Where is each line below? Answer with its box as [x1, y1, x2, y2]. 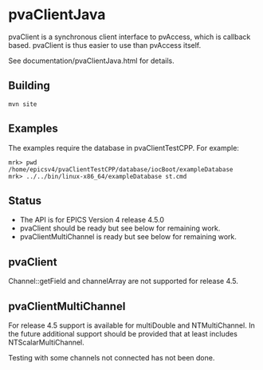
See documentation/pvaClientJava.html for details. [8, 56, 175, 65]
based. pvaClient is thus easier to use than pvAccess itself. [8, 40, 202, 49]
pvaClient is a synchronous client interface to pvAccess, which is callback [8, 32, 251, 41]
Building [8, 79, 50, 92]
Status [8, 194, 42, 207]
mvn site [8, 100, 37, 108]
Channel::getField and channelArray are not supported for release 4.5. [8, 277, 239, 286]
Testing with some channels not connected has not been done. [8, 353, 215, 362]
